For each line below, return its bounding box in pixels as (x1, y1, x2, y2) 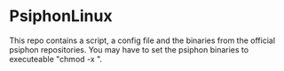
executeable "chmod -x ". (9, 53, 103, 64)
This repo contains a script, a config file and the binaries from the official (9, 35, 276, 46)
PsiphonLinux (9, 6, 113, 26)
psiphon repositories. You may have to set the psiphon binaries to (9, 44, 249, 54)
